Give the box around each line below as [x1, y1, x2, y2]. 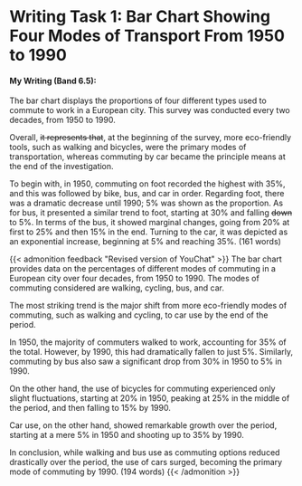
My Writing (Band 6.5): [9, 75, 97, 86]
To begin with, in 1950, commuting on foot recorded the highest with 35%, [9, 178, 287, 189]
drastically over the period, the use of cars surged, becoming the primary [9, 457, 283, 468]
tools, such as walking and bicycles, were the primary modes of [9, 142, 247, 153]
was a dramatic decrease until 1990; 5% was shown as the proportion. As [9, 197, 283, 209]
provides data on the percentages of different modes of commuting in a [9, 263, 276, 274]
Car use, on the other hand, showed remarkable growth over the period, [9, 420, 278, 431]
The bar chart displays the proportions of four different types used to [9, 95, 267, 106]
